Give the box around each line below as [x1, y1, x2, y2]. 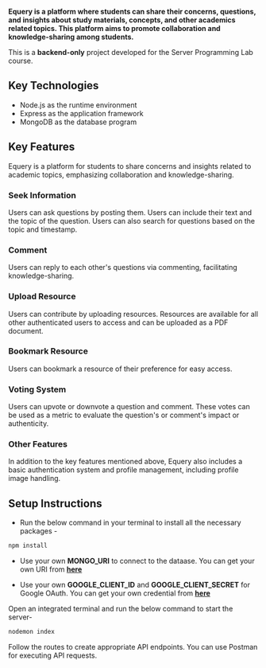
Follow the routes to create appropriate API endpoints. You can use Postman [8, 642, 258, 651]
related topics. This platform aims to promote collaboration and [8, 24, 221, 33]
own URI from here [19, 564, 83, 574]
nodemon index [8, 628, 56, 636]
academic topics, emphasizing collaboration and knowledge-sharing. [8, 170, 234, 179]
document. [8, 326, 44, 335]
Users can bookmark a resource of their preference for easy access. [8, 364, 233, 373]
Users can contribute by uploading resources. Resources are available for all [8, 309, 259, 318]
